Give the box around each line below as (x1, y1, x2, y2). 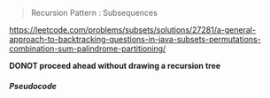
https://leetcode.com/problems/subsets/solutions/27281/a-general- (9, 25, 257, 34)
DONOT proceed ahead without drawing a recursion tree (9, 61, 221, 71)
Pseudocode (9, 80, 58, 91)
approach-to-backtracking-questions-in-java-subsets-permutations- (9, 34, 261, 44)
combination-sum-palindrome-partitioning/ (9, 43, 166, 54)
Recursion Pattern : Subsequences (30, 8, 158, 18)
